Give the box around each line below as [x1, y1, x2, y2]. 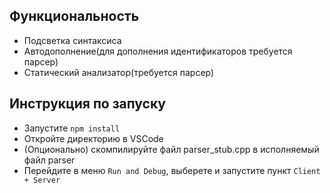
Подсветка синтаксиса [23, 34, 122, 46]
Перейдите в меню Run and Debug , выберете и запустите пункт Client [23, 164, 321, 176]
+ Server [23, 175, 61, 185]
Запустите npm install [23, 122, 121, 134]
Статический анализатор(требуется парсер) [23, 66, 215, 78]
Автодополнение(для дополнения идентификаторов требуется [23, 45, 293, 57]
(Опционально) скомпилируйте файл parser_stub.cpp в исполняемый [23, 143, 320, 155]
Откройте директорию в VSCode [23, 132, 164, 144]
